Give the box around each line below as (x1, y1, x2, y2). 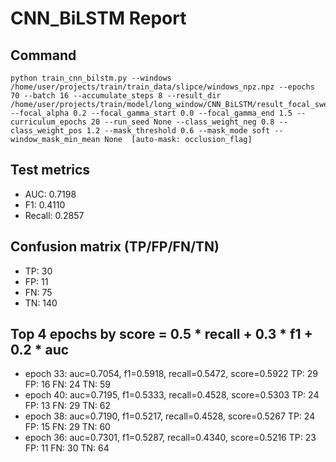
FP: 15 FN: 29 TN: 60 (24, 421, 111, 433)
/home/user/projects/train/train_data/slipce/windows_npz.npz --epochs (10, 82, 315, 92)
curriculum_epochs (10, 117, 87, 127)
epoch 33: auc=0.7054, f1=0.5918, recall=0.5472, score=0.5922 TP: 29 (24, 368, 319, 380)
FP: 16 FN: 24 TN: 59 (24, 378, 111, 391)
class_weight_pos (10, 126, 83, 136)
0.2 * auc (10, 342, 70, 359)
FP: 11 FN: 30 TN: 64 (24, 442, 110, 454)
